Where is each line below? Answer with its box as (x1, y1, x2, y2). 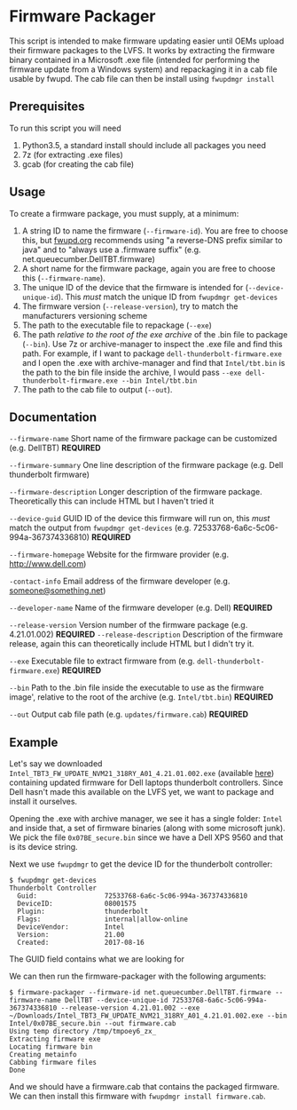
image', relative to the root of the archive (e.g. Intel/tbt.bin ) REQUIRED (9, 692, 274, 702)
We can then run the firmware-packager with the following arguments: (9, 971, 267, 982)
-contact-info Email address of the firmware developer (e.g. (9, 575, 231, 587)
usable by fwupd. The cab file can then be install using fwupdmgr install (9, 73, 275, 83)
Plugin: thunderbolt (17, 908, 149, 916)
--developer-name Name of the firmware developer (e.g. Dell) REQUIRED (9, 602, 273, 614)
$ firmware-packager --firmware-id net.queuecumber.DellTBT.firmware (9, 988, 272, 997)
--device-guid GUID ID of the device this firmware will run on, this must (9, 513, 270, 524)
